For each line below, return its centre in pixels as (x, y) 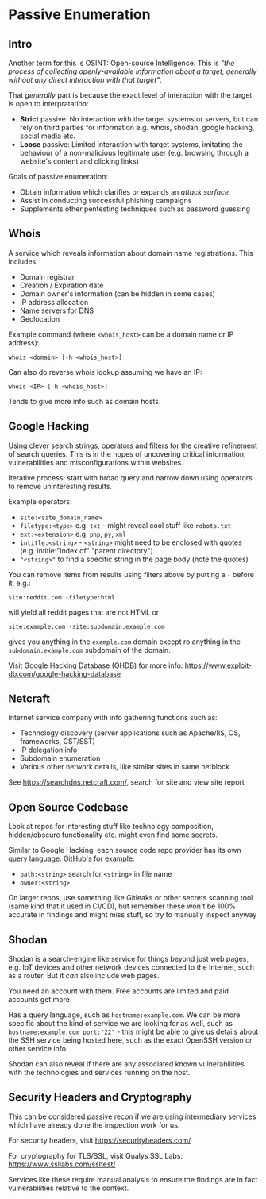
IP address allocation (54, 302)
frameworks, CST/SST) (57, 742)
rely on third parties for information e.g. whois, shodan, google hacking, (137, 127)
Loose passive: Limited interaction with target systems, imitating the (131, 144)
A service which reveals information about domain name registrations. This (131, 253)
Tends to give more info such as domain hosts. (85, 401)
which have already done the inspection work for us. (94, 1124)
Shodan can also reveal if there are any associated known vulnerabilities (126, 1064)
